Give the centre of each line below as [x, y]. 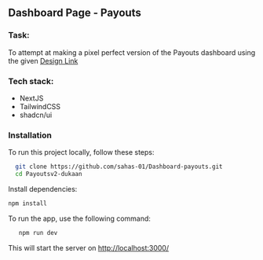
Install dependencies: [43, 189]
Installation [30, 135]
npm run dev [38, 233]
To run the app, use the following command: [80, 218]
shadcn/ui [36, 115]
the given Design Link [43, 60]
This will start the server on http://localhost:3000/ [89, 247]
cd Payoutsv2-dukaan [49, 174]
